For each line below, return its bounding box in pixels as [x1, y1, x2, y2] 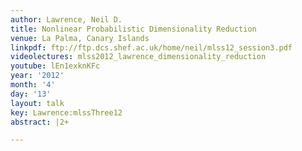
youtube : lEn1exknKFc [10, 61, 101, 71]
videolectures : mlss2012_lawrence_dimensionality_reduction [10, 52, 267, 62]
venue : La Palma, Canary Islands [10, 33, 150, 43]
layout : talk [10, 98, 65, 108]
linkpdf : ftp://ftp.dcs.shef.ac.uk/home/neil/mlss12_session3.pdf [10, 42, 293, 53]
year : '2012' [10, 71, 65, 81]
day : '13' [10, 89, 52, 99]
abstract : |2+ [10, 117, 70, 127]
